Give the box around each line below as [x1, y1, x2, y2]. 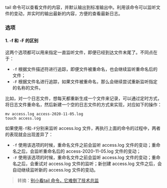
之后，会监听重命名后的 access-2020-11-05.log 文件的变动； [16, 148, 141, 154]
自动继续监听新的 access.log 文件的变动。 [12, 167, 98, 173]
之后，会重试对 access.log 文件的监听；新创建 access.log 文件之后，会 [16, 161, 162, 167]
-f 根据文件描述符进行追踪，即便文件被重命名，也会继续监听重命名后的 [12, 66, 158, 72]
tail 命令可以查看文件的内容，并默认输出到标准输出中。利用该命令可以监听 [5, 4, 157, 10]
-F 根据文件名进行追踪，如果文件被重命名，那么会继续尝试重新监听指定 [12, 79, 158, 85]
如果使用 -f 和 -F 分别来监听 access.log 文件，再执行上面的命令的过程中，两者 [5, 125, 161, 131]
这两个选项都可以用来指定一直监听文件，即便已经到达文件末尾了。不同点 [5, 49, 153, 56]
